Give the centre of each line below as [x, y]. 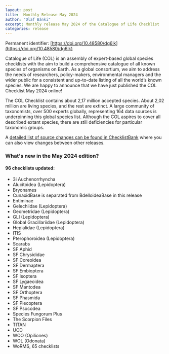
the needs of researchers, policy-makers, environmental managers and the [83, 75]
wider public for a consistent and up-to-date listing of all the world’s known [83, 80]
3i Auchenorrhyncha [34, 179]
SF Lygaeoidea [28, 281]
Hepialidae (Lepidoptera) [38, 228]
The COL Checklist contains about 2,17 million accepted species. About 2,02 [85, 101]
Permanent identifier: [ [29, 43]
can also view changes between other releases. [55, 143]
